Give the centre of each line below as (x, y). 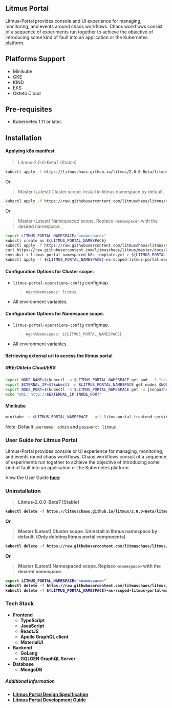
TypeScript (33, 620)
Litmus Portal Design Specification (50, 694)
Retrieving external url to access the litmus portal (59, 356)
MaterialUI (32, 642)
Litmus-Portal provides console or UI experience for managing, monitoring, (84, 451)
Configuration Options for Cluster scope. (50, 271)
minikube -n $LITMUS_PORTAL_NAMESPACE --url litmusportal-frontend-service (88, 417)
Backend (22, 647)
